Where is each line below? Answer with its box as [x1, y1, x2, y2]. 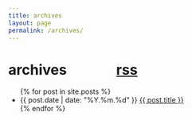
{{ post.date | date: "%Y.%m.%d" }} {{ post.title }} [19, 95, 185, 105]
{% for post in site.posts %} [19, 87, 112, 96]
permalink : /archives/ [8, 26, 84, 34]
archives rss [8, 60, 138, 79]
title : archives [8, 11, 62, 20]
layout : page [8, 19, 52, 27]
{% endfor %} [19, 104, 66, 114]
